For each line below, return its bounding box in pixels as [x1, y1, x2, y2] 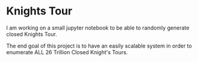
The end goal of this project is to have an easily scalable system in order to [6, 42, 193, 49]
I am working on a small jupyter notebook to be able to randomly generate [6, 24, 190, 31]
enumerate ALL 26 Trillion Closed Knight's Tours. [6, 48, 128, 55]
